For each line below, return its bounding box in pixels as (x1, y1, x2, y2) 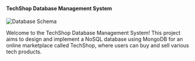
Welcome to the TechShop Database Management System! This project (6, 30, 181, 37)
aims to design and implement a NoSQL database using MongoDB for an (6, 36, 183, 43)
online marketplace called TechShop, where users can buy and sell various (6, 42, 190, 49)
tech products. (6, 48, 42, 56)
